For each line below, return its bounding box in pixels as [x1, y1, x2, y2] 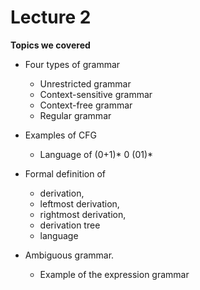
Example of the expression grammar [39, 268, 190, 280]
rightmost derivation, [39, 208, 127, 220]
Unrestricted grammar [39, 77, 132, 90]
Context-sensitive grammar [39, 88, 153, 100]
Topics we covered [10, 39, 91, 51]
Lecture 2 [10, 6, 92, 29]
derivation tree [39, 219, 101, 231]
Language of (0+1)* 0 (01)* [39, 148, 154, 160]
